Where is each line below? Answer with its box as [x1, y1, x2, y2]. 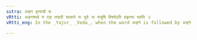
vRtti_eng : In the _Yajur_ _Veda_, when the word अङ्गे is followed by [6, 19, 181, 25]
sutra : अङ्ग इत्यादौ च [6, 8, 52, 15]
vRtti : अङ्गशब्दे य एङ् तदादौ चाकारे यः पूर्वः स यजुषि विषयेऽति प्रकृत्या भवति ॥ [6, 14, 151, 20]
